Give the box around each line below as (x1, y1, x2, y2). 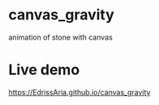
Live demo (8, 61, 80, 79)
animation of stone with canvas (8, 32, 114, 42)
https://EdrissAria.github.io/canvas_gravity (8, 87, 151, 97)
